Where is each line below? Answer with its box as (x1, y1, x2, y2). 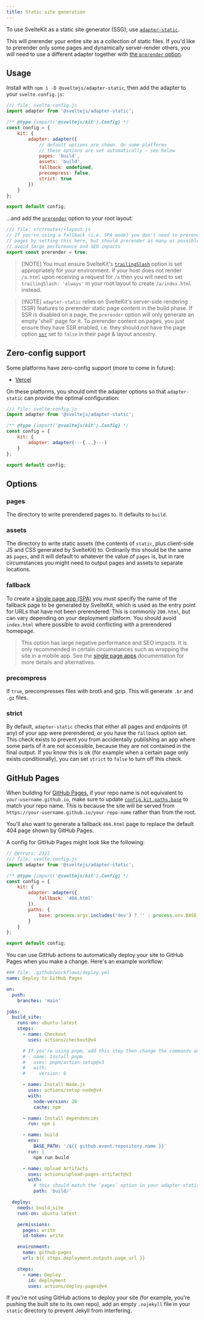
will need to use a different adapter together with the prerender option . (6, 50, 183, 58)
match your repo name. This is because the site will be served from (6, 802, 175, 810)
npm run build (33, 1154, 69, 1160)
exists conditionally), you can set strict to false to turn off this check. (6, 755, 183, 763)
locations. (6, 566, 31, 573)
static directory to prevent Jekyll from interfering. (6, 1307, 132, 1315)
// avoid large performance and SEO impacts (6, 243, 121, 250)
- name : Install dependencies (22, 1115, 99, 1121)
